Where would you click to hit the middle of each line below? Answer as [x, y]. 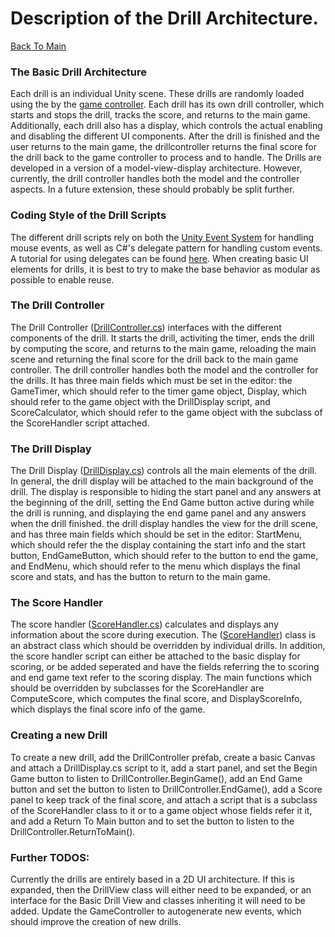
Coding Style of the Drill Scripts [88, 215]
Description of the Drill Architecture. [164, 18]
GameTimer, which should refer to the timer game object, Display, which [159, 391]
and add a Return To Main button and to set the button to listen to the [152, 821]
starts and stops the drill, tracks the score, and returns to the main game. [160, 115]
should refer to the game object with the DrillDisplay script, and [140, 401]
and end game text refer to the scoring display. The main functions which [161, 678]
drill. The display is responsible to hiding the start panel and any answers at [166, 492]
